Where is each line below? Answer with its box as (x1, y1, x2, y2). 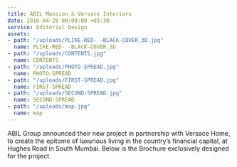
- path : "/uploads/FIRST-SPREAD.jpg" (7, 76, 120, 84)
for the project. (7, 151, 51, 160)
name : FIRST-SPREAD (14, 83, 72, 90)
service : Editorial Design (7, 23, 88, 31)
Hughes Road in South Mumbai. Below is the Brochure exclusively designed (7, 144, 229, 153)
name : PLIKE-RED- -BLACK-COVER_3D (14, 43, 116, 50)
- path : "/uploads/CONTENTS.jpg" (7, 50, 107, 58)
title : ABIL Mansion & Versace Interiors (7, 10, 132, 18)
